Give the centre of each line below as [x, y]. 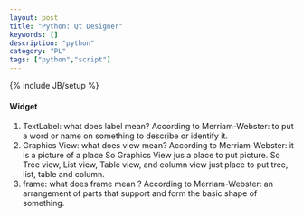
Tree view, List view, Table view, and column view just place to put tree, [155, 165]
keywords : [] [34, 34]
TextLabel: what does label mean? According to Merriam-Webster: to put [158, 127]
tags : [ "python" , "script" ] [60, 60]
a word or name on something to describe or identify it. [125, 136]
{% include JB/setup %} [54, 85]
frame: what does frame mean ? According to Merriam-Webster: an [148, 184]
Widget [24, 106]
